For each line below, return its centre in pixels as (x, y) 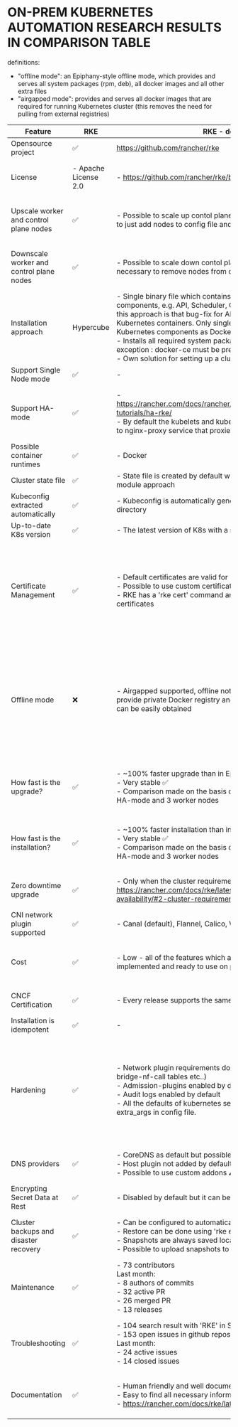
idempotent (30, 1030)
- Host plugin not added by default (174, 1163)
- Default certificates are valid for (172, 577)
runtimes (25, 464)
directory (132, 509)
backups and (33, 1231)
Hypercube (91, 327)
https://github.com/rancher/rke (168, 148)
